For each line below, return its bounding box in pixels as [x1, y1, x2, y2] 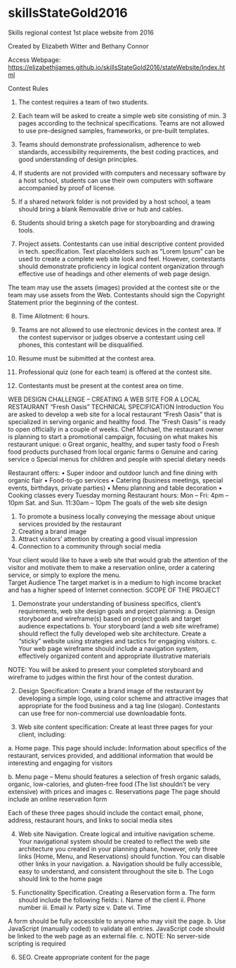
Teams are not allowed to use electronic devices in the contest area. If [18, 325, 222, 334]
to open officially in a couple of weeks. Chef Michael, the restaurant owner [8, 425, 224, 433]
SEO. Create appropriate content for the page [18, 953, 150, 961]
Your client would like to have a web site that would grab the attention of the [8, 555, 228, 564]
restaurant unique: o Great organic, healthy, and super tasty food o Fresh [8, 440, 220, 448]
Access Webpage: [8, 55, 61, 64]
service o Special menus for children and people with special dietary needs [8, 454, 226, 463]
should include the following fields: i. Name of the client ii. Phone [18, 895, 206, 904]
